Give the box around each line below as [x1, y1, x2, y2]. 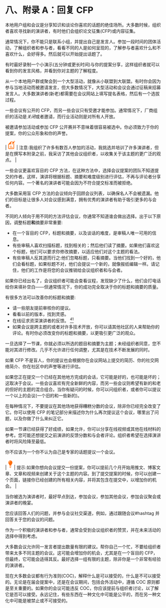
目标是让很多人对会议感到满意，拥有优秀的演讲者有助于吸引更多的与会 [13, 196, 157, 202]
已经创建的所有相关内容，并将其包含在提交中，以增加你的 [35, 477, 152, 483]
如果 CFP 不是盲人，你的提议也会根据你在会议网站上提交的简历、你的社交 [5, 357, 155, 363]
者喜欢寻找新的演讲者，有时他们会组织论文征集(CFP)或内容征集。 [5, 28, 138, 34]
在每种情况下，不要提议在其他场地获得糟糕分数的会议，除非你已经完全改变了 [5, 403, 161, 409]
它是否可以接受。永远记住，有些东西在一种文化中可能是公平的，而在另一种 [5, 591, 157, 597]
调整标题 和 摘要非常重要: [13, 219, 63, 225]
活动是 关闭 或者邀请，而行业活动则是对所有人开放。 [13, 113, 118, 119]
